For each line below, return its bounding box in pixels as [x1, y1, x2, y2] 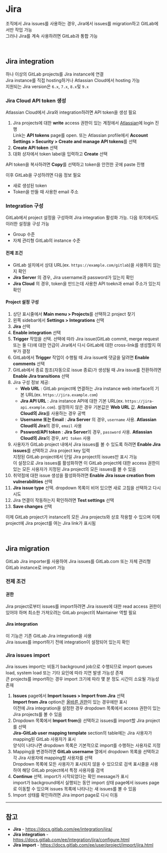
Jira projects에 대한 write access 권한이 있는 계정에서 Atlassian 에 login [12, 120, 154, 126]
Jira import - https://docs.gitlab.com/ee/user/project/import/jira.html [12, 842, 154, 848]
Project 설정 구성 [5, 299, 39, 305]
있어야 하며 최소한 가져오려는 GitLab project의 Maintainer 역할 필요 [5, 609, 137, 615]
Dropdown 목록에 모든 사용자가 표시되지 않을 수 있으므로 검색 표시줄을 [12, 761, 149, 767]
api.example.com [20, 405, 54, 410]
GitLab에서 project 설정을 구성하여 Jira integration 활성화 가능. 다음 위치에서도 [5, 214, 159, 220]
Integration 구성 [5, 202, 44, 209]
